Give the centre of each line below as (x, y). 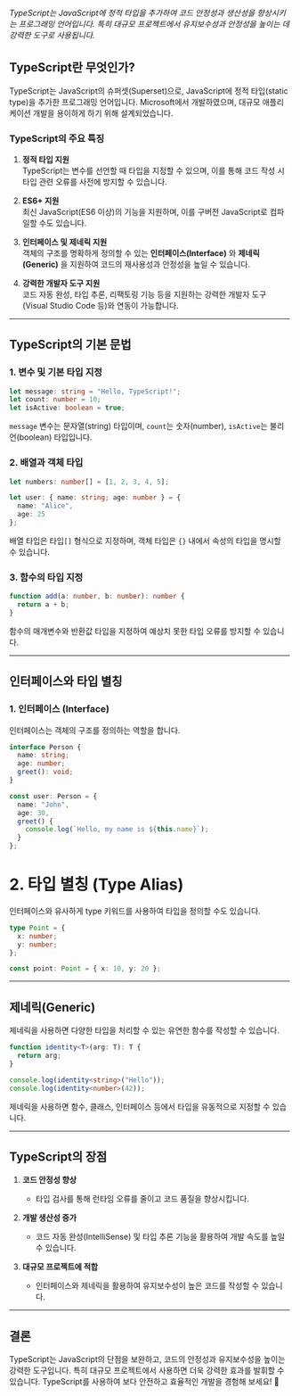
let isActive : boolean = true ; (67, 408)
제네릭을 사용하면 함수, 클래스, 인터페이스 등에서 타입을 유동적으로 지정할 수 (140, 1106)
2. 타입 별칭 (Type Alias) (97, 884)
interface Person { (45, 747)
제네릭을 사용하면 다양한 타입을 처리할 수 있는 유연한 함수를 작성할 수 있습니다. (145, 1030)
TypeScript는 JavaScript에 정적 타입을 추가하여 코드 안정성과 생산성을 (132, 12)
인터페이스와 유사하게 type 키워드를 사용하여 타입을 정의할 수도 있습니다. (135, 911)
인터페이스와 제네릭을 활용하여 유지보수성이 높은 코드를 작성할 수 (147, 1286)
